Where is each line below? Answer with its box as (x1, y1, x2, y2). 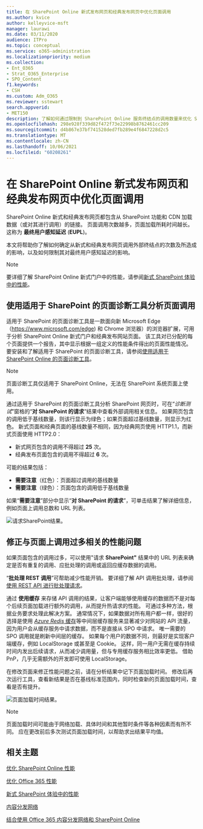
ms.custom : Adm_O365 (6, 93, 59, 99)
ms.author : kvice (6, 15, 50, 21)
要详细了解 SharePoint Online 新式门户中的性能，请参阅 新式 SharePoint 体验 (6, 273, 195, 281)
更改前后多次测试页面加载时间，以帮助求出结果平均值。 (28, 728, 167, 735)
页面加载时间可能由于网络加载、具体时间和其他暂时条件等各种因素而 (6, 720, 176, 728)
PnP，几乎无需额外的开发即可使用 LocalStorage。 (6, 655, 130, 662)
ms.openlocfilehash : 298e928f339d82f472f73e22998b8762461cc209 (6, 121, 169, 127)
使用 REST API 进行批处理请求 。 (6, 582, 86, 589)
